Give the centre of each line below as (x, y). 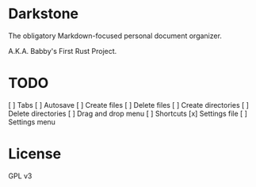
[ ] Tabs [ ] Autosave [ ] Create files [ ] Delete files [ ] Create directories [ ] (129, 105)
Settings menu (32, 122)
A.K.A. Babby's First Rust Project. (63, 51)
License (35, 154)
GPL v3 (20, 176)
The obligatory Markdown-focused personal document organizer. (115, 36)
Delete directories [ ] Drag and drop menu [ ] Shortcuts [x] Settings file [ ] (128, 113)
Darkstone (44, 14)
